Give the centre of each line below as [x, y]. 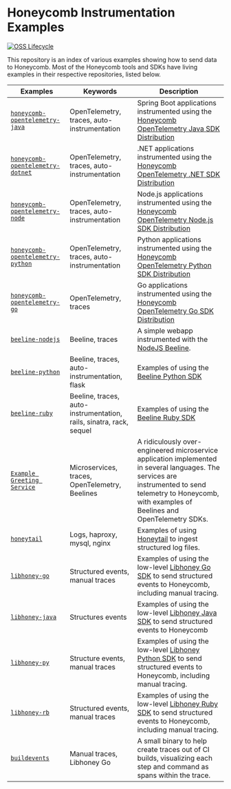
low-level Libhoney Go [174, 567]
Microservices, [94, 467]
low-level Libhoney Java [177, 612]
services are [157, 476]
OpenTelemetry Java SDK [178, 129]
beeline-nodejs [35, 339]
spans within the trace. [174, 775]
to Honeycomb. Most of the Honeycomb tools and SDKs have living [102, 67]
